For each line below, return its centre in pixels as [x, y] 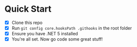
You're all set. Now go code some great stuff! [57, 39]
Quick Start [28, 9]
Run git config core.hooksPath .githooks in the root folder [72, 28]
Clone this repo [27, 23]
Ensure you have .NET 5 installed [45, 34]
